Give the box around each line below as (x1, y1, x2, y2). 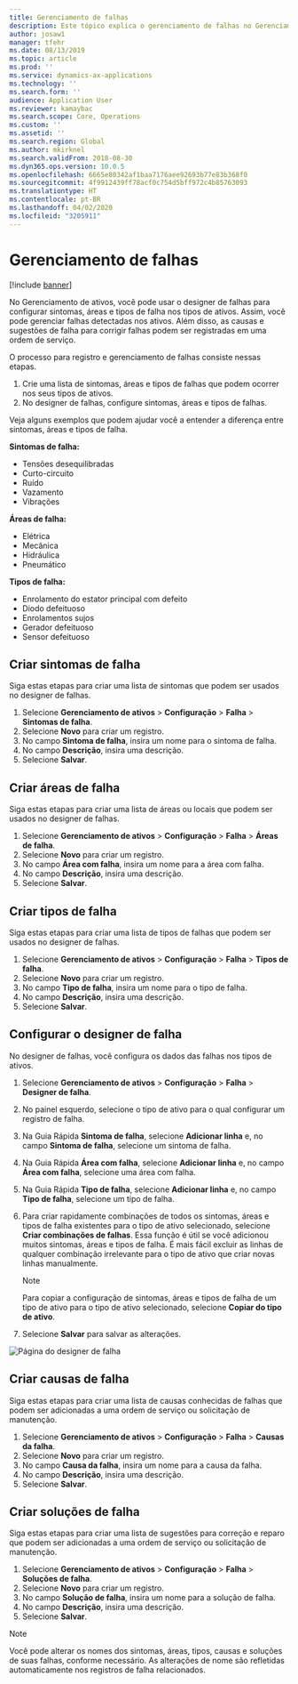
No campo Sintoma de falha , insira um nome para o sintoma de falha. (21, 736, 277, 746)
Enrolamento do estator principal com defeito (21, 593, 188, 604)
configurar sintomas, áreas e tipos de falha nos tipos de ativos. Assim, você (9, 306, 286, 317)
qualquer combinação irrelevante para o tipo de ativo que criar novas (21, 1248, 275, 1259)
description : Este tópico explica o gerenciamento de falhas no (9, 21, 252, 30)
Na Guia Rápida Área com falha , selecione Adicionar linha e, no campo (21, 1157, 285, 1168)
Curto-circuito (21, 468, 74, 479)
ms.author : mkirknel (9, 145, 86, 154)
